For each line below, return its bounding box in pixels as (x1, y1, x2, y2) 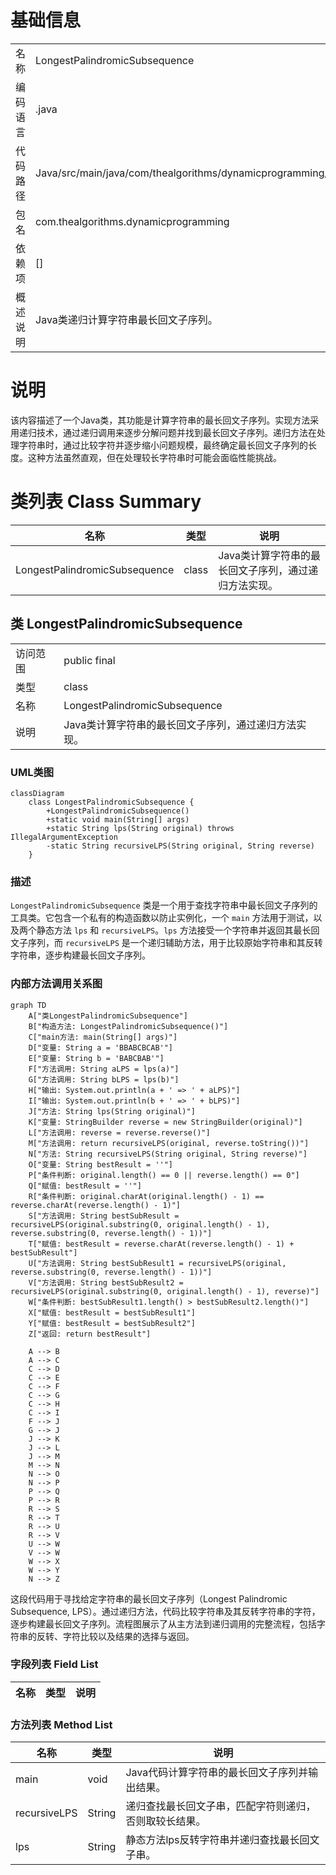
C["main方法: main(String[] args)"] (28, 1032, 178, 1042)
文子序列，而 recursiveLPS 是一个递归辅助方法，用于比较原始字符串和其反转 (10, 937, 323, 949)
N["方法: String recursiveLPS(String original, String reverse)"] (28, 1149, 308, 1159)
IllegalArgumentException (10, 832, 118, 842)
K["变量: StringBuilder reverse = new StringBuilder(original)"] (28, 1117, 303, 1127)
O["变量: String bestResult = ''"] (28, 1159, 174, 1170)
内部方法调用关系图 (10, 977, 103, 991)
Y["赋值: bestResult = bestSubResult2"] (28, 1318, 196, 1328)
